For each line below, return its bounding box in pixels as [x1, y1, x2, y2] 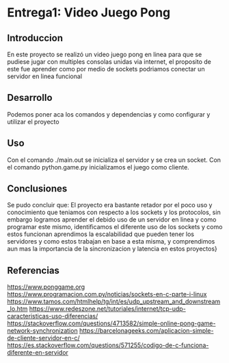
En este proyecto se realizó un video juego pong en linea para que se [7, 50, 202, 58]
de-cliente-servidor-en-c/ [7, 334, 80, 342]
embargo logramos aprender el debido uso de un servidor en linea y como [7, 215, 217, 224]
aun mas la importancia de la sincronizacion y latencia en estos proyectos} [7, 245, 217, 253]
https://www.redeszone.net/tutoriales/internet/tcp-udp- [29, 305, 186, 313]
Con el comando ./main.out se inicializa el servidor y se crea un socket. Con [7, 156, 221, 164]
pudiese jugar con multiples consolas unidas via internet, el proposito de [7, 58, 212, 66]
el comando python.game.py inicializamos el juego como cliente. [7, 163, 189, 171]
